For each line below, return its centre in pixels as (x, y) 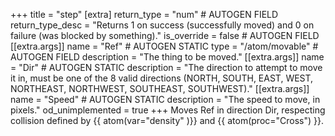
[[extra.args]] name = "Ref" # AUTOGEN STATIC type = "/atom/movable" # (164, 46)
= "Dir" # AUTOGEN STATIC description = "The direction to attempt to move (166, 67)
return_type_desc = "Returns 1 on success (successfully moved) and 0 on (162, 25)
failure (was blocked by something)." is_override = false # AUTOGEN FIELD (165, 35)
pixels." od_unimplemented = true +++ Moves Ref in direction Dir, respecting (168, 110)
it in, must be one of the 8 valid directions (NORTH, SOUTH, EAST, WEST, (162, 78)
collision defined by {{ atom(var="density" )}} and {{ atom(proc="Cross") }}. (167, 120)
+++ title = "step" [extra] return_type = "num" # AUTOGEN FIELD (144, 14)
